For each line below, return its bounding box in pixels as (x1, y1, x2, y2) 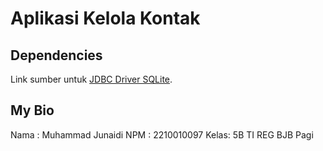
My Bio (10, 102, 55, 119)
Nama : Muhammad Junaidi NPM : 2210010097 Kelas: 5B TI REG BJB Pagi (10, 128, 314, 141)
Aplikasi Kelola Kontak (10, 7, 201, 30)
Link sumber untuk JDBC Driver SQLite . (10, 73, 173, 85)
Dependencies (10, 47, 103, 64)
